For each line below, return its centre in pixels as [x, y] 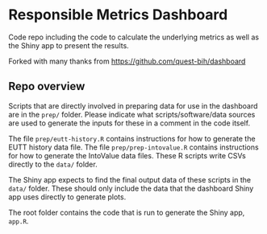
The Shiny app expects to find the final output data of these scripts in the [130, 179]
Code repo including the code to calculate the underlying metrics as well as [134, 37]
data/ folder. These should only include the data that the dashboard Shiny [131, 188]
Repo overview [47, 86]
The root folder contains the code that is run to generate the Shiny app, [127, 212]
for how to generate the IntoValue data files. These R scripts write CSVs [127, 155]
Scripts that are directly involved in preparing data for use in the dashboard [133, 105]
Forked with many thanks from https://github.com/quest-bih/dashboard [127, 61]
